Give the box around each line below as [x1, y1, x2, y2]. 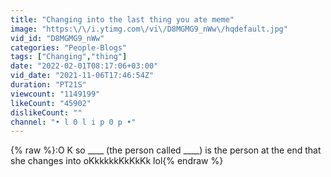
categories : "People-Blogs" [10, 42, 128, 53]
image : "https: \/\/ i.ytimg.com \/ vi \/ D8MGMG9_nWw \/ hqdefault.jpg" [10, 24, 288, 34]
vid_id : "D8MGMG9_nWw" [10, 33, 105, 43]
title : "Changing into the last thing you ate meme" [10, 14, 235, 25]
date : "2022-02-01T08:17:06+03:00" [10, 61, 159, 71]
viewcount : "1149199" [10, 89, 101, 99]
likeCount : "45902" [10, 98, 92, 108]
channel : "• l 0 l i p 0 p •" [10, 117, 137, 127]
